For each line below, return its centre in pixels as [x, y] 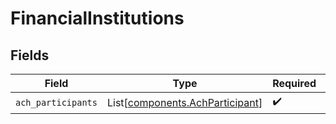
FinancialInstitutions [97, 18]
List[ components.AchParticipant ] [184, 102]
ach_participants [56, 102]
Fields [30, 55]
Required [294, 83]
